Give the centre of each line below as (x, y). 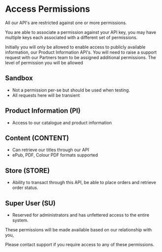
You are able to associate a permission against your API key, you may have (81, 32)
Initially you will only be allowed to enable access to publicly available (75, 47)
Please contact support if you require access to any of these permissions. (80, 244)
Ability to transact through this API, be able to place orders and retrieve (84, 183)
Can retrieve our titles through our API (51, 150)
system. (20, 220)
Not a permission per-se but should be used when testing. (71, 90)
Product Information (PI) (43, 111)
